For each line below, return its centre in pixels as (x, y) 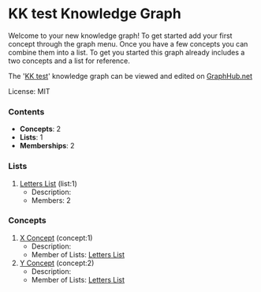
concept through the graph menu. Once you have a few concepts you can (128, 43)
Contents (26, 111)
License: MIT (29, 91)
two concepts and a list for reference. (69, 61)
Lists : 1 (31, 137)
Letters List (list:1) (48, 183)
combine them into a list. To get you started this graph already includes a (127, 52)
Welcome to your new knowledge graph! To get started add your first (120, 36)
